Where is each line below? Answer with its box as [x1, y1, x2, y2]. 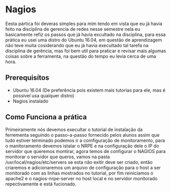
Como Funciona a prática [5, 113, 87, 121]
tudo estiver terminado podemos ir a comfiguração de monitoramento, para [5, 137, 165, 143]
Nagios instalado [12, 98, 49, 104]
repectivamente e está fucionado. [5, 181, 77, 187]
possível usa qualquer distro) [12, 92, 74, 98]
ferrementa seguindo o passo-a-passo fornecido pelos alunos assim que [5, 132, 160, 138]
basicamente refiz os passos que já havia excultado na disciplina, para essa [5, 31, 166, 37]
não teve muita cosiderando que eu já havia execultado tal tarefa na [5, 42, 149, 48]
